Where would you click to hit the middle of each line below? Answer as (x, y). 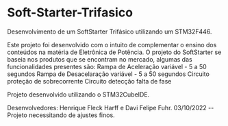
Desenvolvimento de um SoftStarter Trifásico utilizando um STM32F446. (110, 32)
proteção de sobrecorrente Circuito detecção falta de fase (89, 81)
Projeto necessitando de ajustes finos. (61, 115)
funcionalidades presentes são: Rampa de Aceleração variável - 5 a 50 (107, 66)
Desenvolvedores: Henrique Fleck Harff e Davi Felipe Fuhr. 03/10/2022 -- (111, 108)
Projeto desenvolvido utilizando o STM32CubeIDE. (78, 94)
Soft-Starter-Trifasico (70, 13)
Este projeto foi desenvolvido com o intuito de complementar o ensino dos (112, 45)
